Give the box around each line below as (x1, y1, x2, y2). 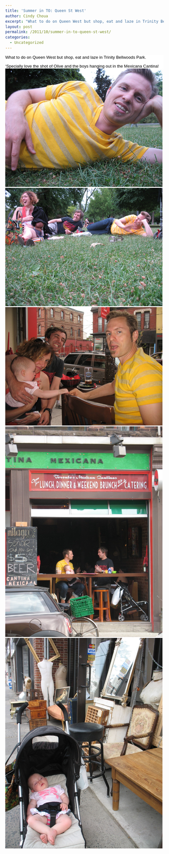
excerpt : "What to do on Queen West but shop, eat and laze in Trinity (5, 19, 158, 24)
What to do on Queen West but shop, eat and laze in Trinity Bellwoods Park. (5, 55, 146, 60)
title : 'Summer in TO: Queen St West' (5, 8, 87, 13)
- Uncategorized (10, 40, 44, 45)
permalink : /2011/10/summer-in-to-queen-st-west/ (5, 29, 112, 35)
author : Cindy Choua (5, 13, 49, 19)
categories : (5, 35, 30, 40)
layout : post (5, 24, 33, 29)
